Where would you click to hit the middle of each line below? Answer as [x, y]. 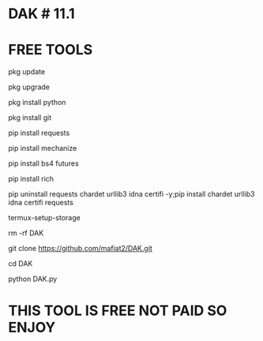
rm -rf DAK [26, 233]
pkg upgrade [29, 87]
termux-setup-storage [44, 218]
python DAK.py [33, 279]
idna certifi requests [41, 203]
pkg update [27, 72]
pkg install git [30, 118]
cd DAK [21, 264]
